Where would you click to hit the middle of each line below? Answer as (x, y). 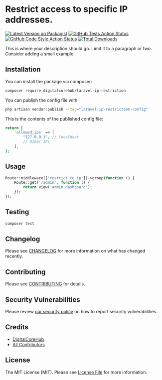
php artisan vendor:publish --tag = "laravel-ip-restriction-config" (77, 109)
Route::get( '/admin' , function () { (52, 183)
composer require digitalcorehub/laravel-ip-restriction (66, 91)
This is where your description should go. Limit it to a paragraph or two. (79, 48)
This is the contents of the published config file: (54, 119)
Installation (23, 69)
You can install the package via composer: (49, 81)
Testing (17, 212)
